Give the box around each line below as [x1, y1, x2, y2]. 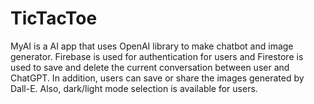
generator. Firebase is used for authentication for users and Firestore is [10, 50, 304, 62]
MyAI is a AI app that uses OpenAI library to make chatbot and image [10, 40, 294, 52]
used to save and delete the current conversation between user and [10, 61, 290, 73]
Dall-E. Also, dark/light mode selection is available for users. [10, 82, 258, 94]
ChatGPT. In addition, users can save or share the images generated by [10, 72, 305, 84]
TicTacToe [10, 7, 98, 30]
